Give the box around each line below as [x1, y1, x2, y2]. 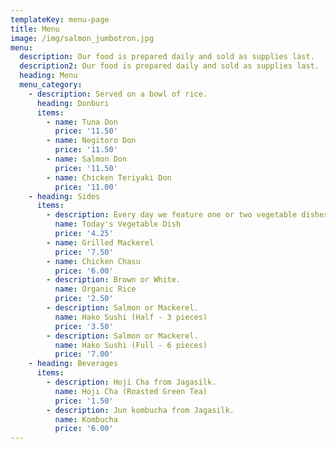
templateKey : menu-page [10, 14, 110, 25]
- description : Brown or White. [46, 275, 182, 285]
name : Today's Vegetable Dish [54, 219, 182, 230]
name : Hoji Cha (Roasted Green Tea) [54, 386, 208, 396]
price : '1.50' [54, 396, 114, 406]
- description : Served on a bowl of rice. [28, 89, 208, 99]
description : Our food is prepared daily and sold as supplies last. [19, 52, 315, 62]
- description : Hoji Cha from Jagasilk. [46, 377, 217, 387]
